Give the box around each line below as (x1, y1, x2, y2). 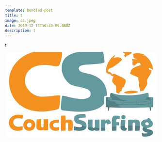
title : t (5, 13, 23, 18)
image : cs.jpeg (5, 18, 36, 23)
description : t (5, 28, 36, 33)
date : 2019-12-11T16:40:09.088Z (5, 23, 70, 28)
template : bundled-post (5, 8, 53, 13)
